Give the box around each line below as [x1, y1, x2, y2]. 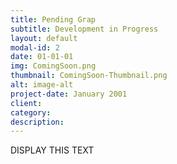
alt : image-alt [10, 80, 74, 90]
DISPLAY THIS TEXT [10, 144, 95, 156]
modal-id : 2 [10, 42, 60, 53]
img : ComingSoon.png [10, 61, 97, 71]
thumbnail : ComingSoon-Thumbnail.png [10, 71, 168, 81]
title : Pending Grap [10, 14, 97, 25]
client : [10, 98, 43, 108]
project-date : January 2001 [10, 89, 128, 99]
